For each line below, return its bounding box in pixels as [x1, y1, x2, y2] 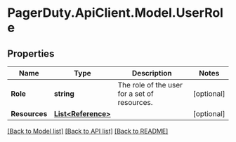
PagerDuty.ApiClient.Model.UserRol [7, 5, 223, 21]
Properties [7, 48, 55, 59]
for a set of [117, 89, 154, 99]
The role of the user [117, 80, 183, 90]
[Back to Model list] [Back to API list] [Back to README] [7, 127, 169, 135]
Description [132, 69, 172, 78]
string [53, 89, 75, 99]
